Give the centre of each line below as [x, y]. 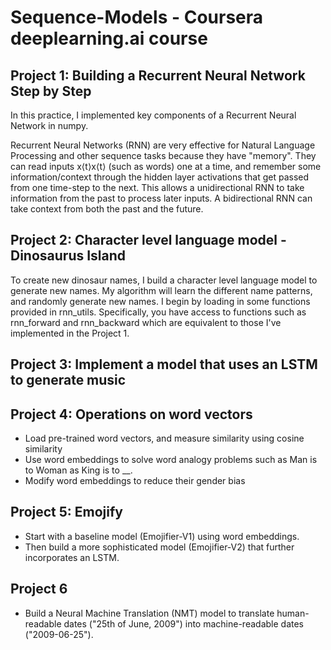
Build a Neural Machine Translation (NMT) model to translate [149, 613]
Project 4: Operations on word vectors [131, 414]
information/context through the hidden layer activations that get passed [160, 177]
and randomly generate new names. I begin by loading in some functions [160, 301]
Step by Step [51, 91]
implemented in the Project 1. [70, 333]
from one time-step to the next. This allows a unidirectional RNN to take [157, 187]
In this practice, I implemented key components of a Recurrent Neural [153, 115]
